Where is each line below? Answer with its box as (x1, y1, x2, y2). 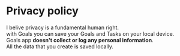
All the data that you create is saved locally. (6, 43, 114, 50)
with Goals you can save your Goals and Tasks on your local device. (6, 30, 175, 37)
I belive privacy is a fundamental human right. (6, 24, 119, 31)
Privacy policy (6, 4, 79, 18)
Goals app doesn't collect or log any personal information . (6, 36, 154, 43)
